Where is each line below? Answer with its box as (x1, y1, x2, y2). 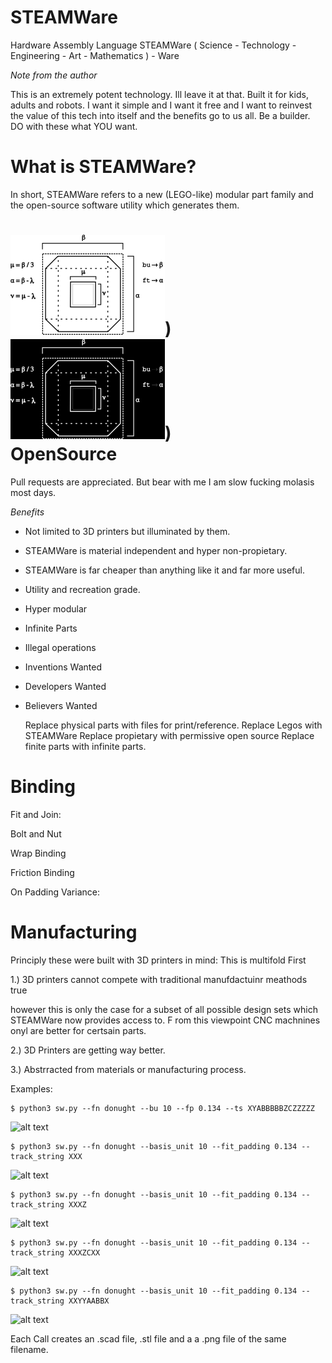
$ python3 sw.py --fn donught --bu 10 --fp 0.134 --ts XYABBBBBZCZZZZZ (10, 1103, 315, 1113)
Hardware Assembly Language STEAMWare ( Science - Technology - (10, 39, 297, 51)
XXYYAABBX (68, 1296, 110, 1306)
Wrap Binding (10, 847, 67, 859)
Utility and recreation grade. (24, 583, 141, 595)
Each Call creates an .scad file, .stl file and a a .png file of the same (10, 1332, 287, 1345)
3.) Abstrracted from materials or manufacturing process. (10, 1063, 247, 1075)
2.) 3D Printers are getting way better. (10, 1044, 166, 1056)
